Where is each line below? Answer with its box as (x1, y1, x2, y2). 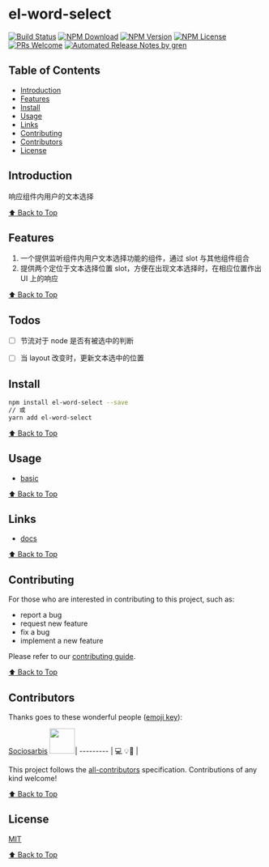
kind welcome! (8, 774, 58, 783)
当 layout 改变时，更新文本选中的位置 (19, 353, 144, 363)
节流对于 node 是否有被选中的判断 (19, 336, 134, 346)
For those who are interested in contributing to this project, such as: (8, 594, 235, 604)
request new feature (19, 618, 88, 628)
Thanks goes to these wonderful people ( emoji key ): (8, 712, 183, 721)
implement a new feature (19, 636, 104, 646)
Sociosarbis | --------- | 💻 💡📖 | (8, 746, 139, 755)
